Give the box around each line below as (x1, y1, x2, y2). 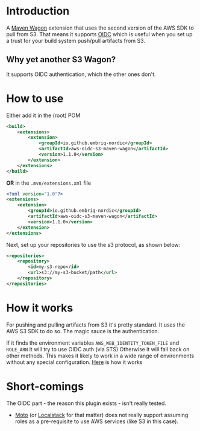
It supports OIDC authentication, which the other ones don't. (6, 71, 156, 78)
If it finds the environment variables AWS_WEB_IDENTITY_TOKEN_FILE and (6, 339, 180, 346)
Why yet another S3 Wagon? (6, 54, 116, 65)
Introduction (6, 4, 70, 18)
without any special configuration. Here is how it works (6, 358, 143, 366)
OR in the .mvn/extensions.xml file (6, 179, 92, 187)
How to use (6, 92, 64, 105)
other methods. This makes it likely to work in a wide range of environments (6, 352, 195, 359)
